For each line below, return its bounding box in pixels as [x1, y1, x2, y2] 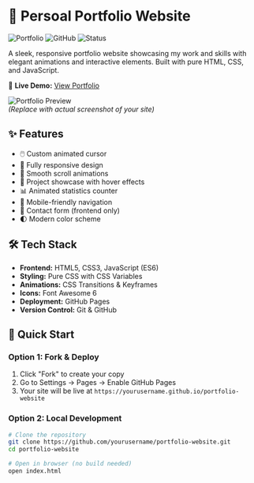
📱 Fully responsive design [19, 160, 104, 169]
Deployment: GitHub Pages [19, 296, 110, 306]
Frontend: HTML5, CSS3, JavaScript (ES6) [19, 262, 159, 272]
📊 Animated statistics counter [19, 186, 118, 195]
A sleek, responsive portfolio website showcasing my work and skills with [8, 48, 247, 58]
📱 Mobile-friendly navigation [19, 197, 113, 206]
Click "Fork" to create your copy [19, 369, 125, 379]
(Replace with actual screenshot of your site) [8, 104, 155, 114]
